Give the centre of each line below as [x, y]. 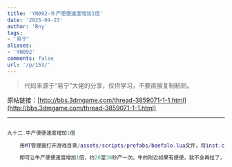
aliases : [20, 46]
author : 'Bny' [28, 26]
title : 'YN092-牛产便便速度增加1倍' [55, 13]
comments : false [30, 59]
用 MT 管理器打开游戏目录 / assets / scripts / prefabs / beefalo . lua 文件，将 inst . [120, 146]
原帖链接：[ [23, 100]
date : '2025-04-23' [35, 20]
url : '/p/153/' [29, 65]
